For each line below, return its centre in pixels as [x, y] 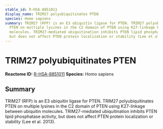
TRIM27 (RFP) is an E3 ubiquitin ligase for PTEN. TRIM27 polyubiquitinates [79, 101]
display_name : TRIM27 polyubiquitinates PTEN [52, 14]
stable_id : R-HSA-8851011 [31, 9]
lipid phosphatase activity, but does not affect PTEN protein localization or [79, 116]
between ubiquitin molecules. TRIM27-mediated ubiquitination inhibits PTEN [81, 111]
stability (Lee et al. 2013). [30, 121]
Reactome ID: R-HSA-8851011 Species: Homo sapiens [59, 74]
